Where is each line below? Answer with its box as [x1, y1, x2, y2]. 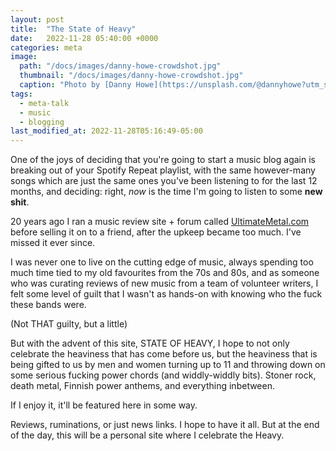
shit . [10, 196, 30, 208]
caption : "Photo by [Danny [19, 80, 132, 90]
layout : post [10, 14, 65, 25]
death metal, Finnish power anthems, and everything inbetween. [10, 380, 275, 392]
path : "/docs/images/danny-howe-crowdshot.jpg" [19, 61, 222, 71]
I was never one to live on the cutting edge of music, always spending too [10, 256, 314, 268]
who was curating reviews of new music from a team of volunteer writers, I [10, 277, 319, 290]
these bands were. [10, 299, 87, 311]
